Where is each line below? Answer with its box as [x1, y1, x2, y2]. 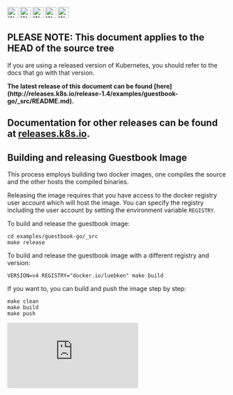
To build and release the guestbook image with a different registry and [7, 251, 209, 260]
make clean [7, 298, 39, 305]
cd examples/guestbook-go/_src [7, 233, 98, 240]
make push [7, 311, 36, 318]
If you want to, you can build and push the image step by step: [7, 285, 187, 293]
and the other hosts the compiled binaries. [7, 178, 129, 186]
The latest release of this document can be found [7, 82, 153, 90]
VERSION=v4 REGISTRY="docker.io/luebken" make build [7, 272, 164, 279]
